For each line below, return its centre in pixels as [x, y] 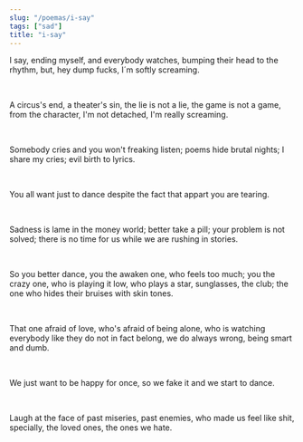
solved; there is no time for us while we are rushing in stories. [124, 239]
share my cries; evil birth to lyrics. [72, 159]
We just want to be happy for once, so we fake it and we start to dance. [142, 383]
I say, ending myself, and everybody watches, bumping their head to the [144, 61]
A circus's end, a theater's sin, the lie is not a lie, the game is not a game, [146, 105]
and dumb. [29, 348]
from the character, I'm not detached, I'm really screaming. [119, 115]
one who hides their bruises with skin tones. [91, 293]
